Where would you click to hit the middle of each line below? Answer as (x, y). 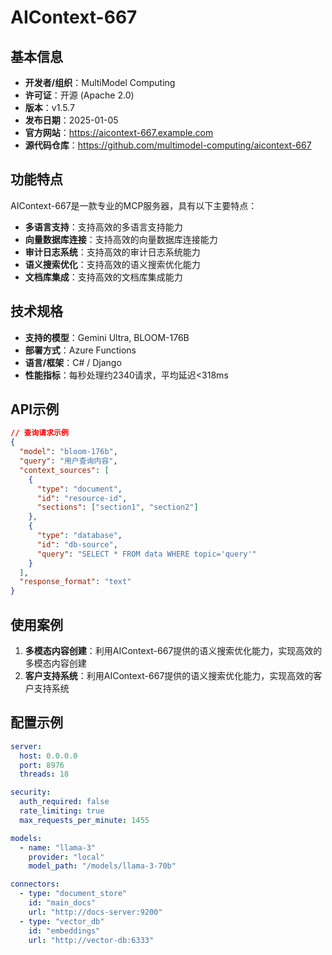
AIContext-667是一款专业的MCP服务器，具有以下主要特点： (134, 205)
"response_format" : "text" (75, 582)
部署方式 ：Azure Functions (80, 350)
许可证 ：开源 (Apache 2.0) (79, 95)
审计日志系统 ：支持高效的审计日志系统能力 (112, 252)
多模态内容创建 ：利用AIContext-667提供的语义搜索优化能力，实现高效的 (173, 650)
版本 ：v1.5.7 (49, 107)
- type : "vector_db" (62, 921)
